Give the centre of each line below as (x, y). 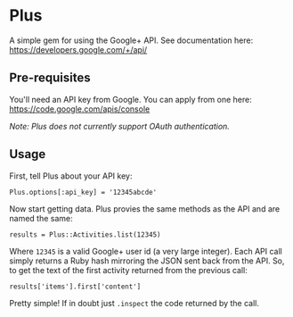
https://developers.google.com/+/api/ (78, 49)
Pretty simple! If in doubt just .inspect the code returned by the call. (134, 303)
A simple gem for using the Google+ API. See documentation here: (131, 40)
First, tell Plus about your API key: (71, 176)
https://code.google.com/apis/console (80, 109)
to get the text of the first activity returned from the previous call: (128, 270)
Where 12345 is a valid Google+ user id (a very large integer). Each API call (146, 251)
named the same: (41, 218)
